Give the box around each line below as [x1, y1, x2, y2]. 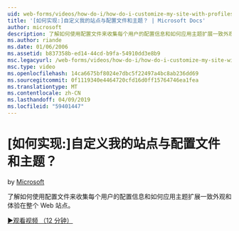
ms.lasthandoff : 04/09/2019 [7, 97, 91, 104]
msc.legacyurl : [7, 57, 53, 64]
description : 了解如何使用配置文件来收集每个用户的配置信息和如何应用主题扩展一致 [7, 30, 224, 38]
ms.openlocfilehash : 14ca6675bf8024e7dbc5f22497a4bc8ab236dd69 [7, 70, 199, 77]
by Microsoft [7, 177, 45, 186]
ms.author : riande [7, 37, 62, 44]
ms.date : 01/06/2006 [7, 43, 69, 50]
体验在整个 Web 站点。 [7, 200, 75, 210]
